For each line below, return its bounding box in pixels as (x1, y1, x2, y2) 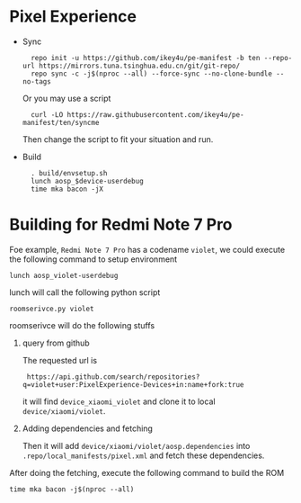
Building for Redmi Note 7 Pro (9, 214, 233, 235)
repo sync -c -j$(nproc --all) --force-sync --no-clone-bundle (31, 69, 272, 78)
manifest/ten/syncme (22, 118, 100, 127)
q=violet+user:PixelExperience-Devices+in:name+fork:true (22, 380, 244, 389)
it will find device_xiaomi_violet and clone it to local (22, 396, 216, 407)
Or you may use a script (22, 93, 111, 103)
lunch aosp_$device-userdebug (31, 176, 144, 185)
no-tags (22, 76, 51, 86)
